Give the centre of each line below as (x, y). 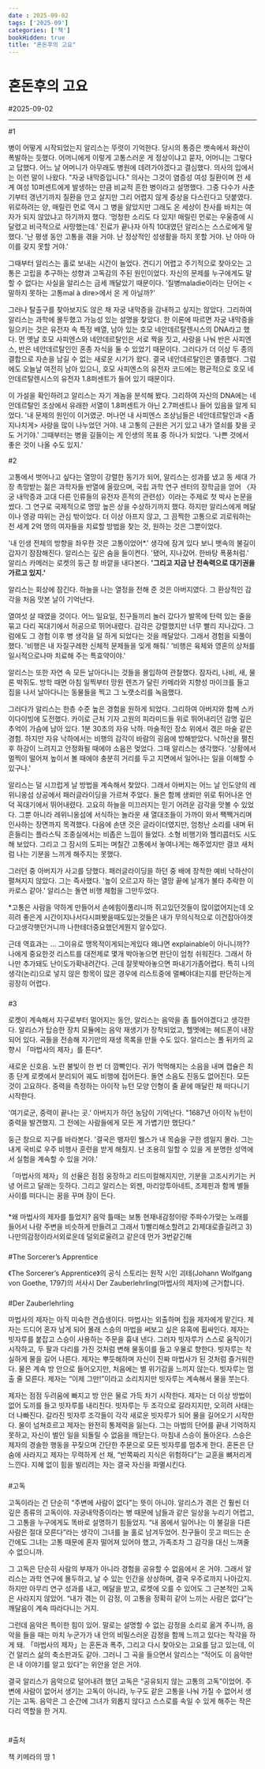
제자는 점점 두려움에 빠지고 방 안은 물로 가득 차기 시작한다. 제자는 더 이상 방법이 (130, 1395)
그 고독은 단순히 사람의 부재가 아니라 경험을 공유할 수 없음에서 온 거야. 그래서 (126, 1568)
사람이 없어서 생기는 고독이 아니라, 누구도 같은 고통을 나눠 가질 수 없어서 (133, 1691)
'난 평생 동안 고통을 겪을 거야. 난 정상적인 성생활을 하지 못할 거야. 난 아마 (136, 237)
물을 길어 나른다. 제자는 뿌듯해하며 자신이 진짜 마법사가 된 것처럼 (128, 1358)
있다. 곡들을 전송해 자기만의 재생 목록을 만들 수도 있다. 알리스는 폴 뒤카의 (134, 1039)
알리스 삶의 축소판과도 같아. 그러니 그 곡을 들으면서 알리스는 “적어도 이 (124, 1654)
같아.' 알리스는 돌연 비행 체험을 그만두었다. (94, 891)
